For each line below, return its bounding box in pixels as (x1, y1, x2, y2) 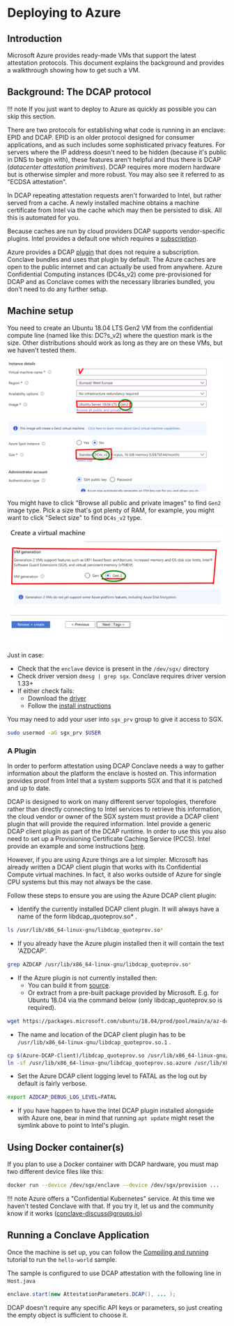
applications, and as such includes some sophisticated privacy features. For (7, 140, 225, 149)
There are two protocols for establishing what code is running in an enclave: (7, 126, 226, 134)
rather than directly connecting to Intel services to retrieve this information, (7, 805, 223, 814)
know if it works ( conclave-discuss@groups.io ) (7, 1209, 143, 1217)
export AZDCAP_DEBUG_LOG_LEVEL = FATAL (7, 1094, 117, 1101)
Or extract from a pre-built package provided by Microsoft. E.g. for (27, 988, 219, 997)
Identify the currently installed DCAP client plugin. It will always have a (17, 905, 219, 914)
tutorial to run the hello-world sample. (7, 1255, 117, 1264)
